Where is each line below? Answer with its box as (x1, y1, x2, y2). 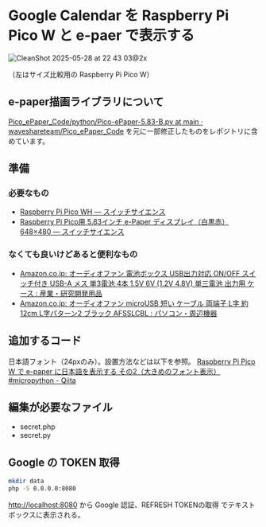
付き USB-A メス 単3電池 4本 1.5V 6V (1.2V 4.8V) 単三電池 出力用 (33, 279, 246, 288)
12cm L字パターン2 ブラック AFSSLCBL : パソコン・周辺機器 (19, 308, 218, 318)
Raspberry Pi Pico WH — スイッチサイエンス (19, 207, 166, 217)
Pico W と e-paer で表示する (8, 26, 195, 45)
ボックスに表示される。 (8, 509, 85, 519)
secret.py (19, 431, 52, 440)
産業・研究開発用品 (39, 288, 103, 298)
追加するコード (8, 334, 82, 348)
